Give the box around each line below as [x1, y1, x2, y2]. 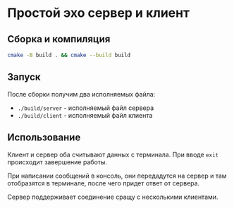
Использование [7, 132, 81, 144]
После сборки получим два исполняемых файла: [7, 90, 156, 98]
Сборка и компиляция [7, 33, 111, 45]
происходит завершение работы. [7, 157, 108, 166]
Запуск [7, 71, 41, 83]
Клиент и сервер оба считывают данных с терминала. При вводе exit [7, 150, 219, 159]
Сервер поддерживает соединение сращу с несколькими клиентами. [7, 192, 218, 201]
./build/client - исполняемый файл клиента [17, 111, 153, 119]
